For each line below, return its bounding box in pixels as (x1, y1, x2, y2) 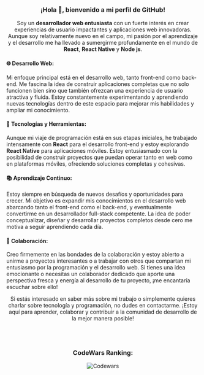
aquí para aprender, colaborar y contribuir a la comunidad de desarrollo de (9, 308, 197, 315)
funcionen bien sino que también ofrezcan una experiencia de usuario (6, 87, 183, 94)
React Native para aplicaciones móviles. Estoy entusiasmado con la (6, 147, 178, 154)
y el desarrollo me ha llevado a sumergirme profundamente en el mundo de (8, 39, 198, 47)
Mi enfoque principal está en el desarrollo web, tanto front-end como (6, 74, 181, 81)
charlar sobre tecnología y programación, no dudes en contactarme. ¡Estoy (8, 302, 198, 309)
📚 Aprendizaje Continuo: (6, 174, 72, 182)
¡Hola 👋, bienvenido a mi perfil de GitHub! (40, 6, 165, 14)
